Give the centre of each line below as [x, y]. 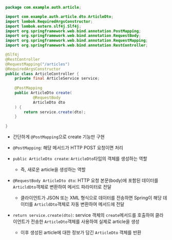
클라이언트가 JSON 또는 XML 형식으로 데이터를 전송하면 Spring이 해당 [91, 198]
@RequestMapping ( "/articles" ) [38, 64]
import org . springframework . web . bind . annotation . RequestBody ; [73, 36]
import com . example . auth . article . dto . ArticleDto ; [60, 16]
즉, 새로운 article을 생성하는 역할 [53, 169]
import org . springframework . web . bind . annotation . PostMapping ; [73, 31]
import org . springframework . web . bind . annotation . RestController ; [77, 45]
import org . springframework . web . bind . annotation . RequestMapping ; [77, 41]
